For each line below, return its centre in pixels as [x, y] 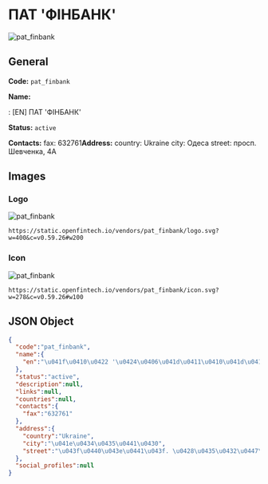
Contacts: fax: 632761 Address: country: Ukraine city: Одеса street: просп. [132, 143]
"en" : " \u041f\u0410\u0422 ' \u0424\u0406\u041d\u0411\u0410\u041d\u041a [144, 362]
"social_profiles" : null [55, 466]
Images [27, 177]
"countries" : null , [46, 399]
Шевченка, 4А [33, 151]
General [29, 62]
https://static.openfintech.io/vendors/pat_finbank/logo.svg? [114, 231]
